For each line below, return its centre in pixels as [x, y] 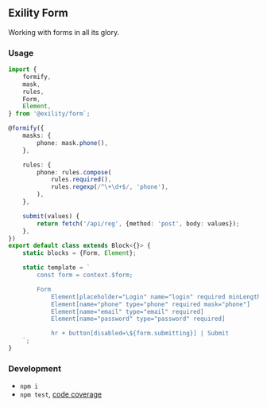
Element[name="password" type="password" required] [138, 319]
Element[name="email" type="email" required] [127, 311]
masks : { [37, 136]
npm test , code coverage [60, 394]
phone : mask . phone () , [73, 143]
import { [23, 70]
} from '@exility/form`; [49, 114]
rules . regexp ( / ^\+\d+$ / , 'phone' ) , [110, 187]
